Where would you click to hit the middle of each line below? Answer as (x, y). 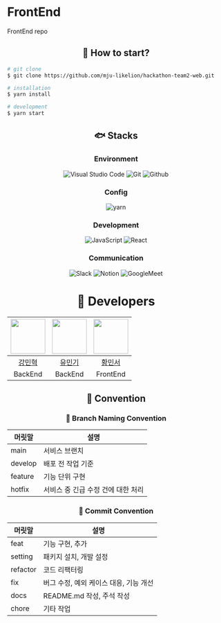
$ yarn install (29, 94)
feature (22, 477)
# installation (29, 88)
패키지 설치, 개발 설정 (76, 556)
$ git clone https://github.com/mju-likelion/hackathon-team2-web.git (111, 76)
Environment (116, 159)
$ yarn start (26, 114)
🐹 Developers (116, 301)
